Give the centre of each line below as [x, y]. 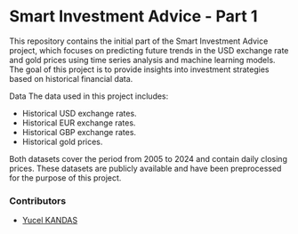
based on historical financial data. [71, 78]
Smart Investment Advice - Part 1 [133, 16]
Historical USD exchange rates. [79, 113]
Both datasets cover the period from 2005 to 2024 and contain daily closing [148, 158]
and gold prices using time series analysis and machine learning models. [142, 60]
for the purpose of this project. [65, 178]
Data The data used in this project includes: [89, 96]
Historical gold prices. [62, 141]
